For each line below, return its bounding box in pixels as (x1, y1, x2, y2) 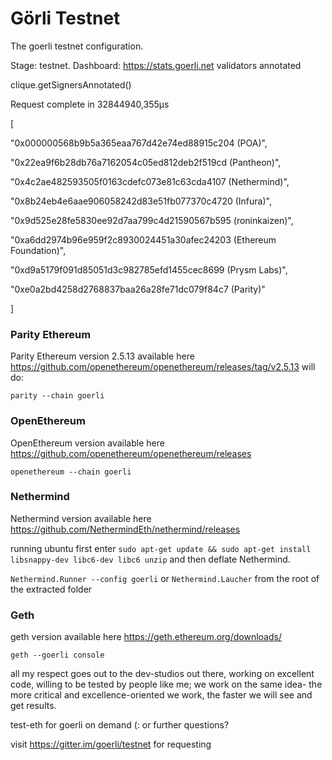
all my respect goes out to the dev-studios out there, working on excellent (10, 668, 315, 680)
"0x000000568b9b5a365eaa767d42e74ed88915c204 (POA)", (10, 137, 268, 149)
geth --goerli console (10, 650, 105, 661)
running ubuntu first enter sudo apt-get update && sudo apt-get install (10, 542, 312, 554)
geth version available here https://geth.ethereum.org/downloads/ (10, 631, 282, 643)
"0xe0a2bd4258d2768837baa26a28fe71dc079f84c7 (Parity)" (10, 283, 266, 295)
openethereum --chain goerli (10, 467, 132, 477)
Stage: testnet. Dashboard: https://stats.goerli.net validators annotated (10, 59, 302, 71)
